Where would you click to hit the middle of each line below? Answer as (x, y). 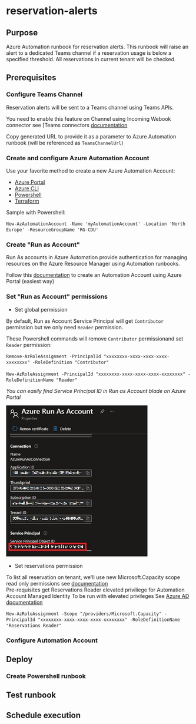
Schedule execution (44, 715)
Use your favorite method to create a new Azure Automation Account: (91, 171)
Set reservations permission (49, 566)
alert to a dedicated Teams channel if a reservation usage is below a (89, 53)
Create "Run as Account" (43, 244)
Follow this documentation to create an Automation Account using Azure (94, 275)
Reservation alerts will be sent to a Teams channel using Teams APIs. (90, 107)
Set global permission (41, 309)
